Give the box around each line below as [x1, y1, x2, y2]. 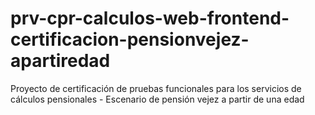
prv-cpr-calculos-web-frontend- [10, 7, 290, 30]
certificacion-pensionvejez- [10, 28, 250, 51]
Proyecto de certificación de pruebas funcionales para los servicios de [10, 82, 302, 94]
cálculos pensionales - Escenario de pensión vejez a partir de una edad [10, 93, 305, 105]
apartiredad [10, 50, 111, 72]
